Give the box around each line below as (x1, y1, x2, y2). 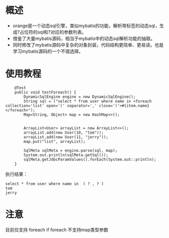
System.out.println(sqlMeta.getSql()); (23, 152, 109, 158)
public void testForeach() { (14, 90, 77, 95)
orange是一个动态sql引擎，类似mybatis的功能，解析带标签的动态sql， (12, 23, 160, 29)
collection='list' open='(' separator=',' (5, 103, 97, 108)
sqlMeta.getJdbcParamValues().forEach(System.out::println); (23, 157, 157, 162)
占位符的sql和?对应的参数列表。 (19, 29, 87, 35)
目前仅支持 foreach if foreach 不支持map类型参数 (5, 226, 109, 233)
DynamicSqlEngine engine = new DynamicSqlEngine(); (23, 94, 136, 99)
